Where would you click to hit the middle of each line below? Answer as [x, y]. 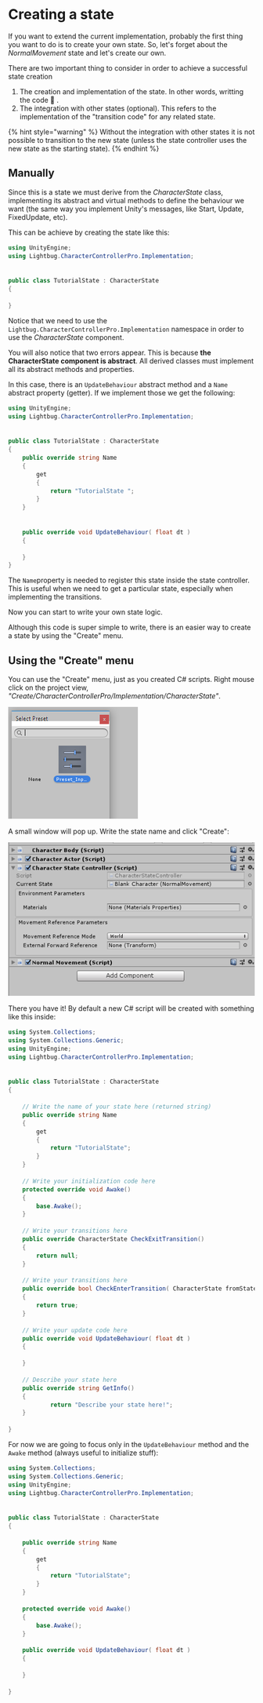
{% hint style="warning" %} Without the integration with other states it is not [131, 132]
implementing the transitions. [55, 597]
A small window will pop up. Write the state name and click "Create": [119, 831]
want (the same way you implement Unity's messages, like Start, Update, [126, 209]
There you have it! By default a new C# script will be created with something [131, 1008]
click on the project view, [48, 687]
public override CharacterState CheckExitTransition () [113, 1239]
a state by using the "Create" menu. [66, 636]
